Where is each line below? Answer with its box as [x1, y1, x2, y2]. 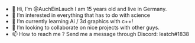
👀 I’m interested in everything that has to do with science [11, 12, 151, 19]
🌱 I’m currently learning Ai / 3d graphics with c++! [11, 18, 134, 24]
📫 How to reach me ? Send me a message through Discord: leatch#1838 [11, 31, 190, 37]
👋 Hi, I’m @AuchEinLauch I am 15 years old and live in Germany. [11, 6, 167, 12]
